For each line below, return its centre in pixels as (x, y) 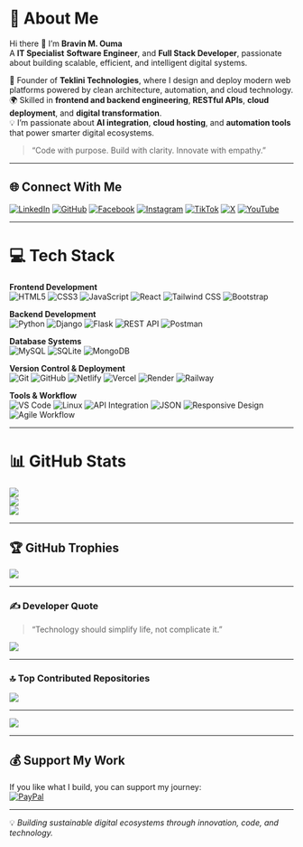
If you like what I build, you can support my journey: (106, 786)
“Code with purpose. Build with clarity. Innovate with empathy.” (148, 150)
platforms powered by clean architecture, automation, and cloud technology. (151, 89)
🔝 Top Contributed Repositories (80, 678)
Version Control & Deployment (68, 368)
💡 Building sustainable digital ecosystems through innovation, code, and (144, 823)
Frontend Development (53, 287)
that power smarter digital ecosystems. (82, 132)
